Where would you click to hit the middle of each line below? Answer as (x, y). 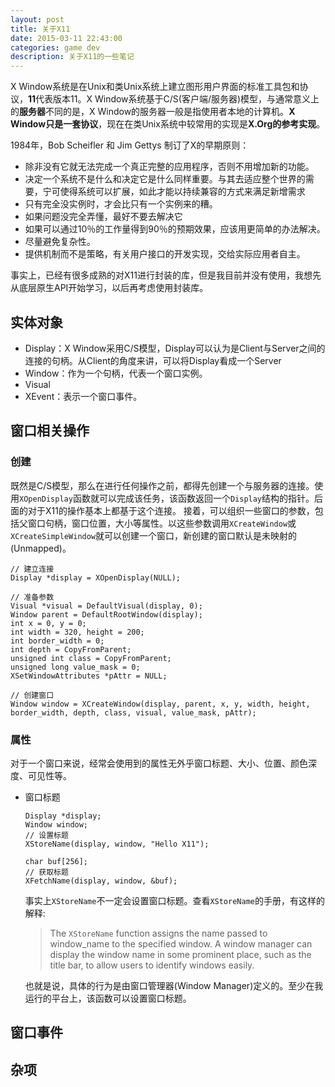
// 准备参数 (32, 597)
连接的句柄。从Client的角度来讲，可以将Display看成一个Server (153, 360)
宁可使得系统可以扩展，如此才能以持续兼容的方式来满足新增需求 (174, 192)
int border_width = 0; (57, 641)
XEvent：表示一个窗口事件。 (83, 396)
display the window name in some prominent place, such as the (180, 954)
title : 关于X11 (40, 29)
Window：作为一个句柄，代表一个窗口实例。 (116, 373)
